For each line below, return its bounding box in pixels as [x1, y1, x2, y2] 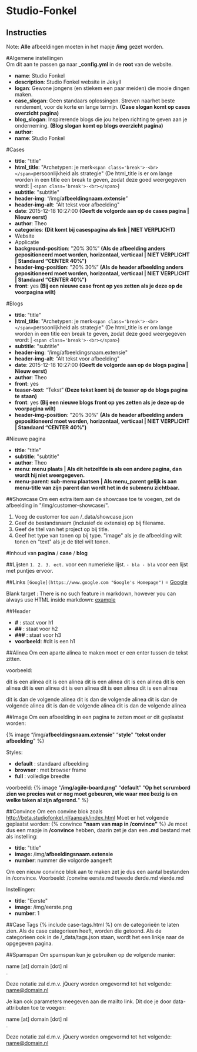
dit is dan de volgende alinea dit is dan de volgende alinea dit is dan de [6, 696, 178, 703]
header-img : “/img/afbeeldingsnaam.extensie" [14, 349, 128, 356]
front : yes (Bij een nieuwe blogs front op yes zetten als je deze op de [14, 399, 185, 406]
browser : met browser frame [14, 766, 86, 773]
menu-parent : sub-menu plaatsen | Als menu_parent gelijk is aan [14, 478, 177, 485]
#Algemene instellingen [6, 55, 64, 61]
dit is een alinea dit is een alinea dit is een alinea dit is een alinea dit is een [6, 678, 185, 685]
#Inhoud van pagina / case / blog [6, 550, 88, 556]
